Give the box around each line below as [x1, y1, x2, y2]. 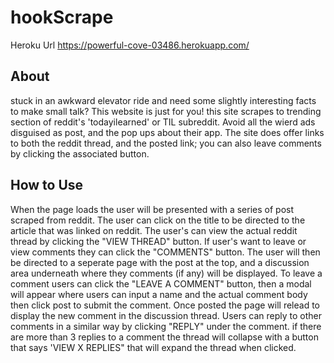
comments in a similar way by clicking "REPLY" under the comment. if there [10, 320, 322, 332]
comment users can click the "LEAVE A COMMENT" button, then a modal [10, 277, 312, 290]
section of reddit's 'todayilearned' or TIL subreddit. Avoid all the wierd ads [10, 116, 316, 128]
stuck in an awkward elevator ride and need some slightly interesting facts [10, 94, 317, 106]
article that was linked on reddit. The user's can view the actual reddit [10, 224, 298, 236]
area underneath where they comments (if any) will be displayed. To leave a [10, 267, 323, 279]
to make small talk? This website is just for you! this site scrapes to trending [10, 105, 322, 117]
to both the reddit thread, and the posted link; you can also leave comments [10, 137, 322, 149]
